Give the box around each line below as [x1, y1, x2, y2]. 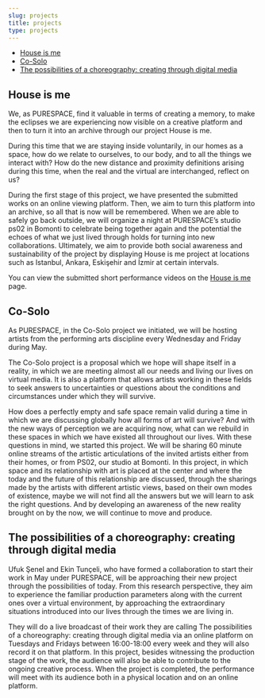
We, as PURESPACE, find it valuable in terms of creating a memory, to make [8, 109, 255, 119]
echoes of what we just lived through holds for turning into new [8, 232, 216, 242]
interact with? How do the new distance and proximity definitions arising [8, 158, 244, 167]
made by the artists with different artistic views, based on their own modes [8, 483, 252, 492]
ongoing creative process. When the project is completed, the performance [8, 664, 255, 673]
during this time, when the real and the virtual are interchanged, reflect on [8, 167, 250, 176]
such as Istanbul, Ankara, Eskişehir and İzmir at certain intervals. [8, 258, 220, 267]
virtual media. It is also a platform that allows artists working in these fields [8, 374, 252, 384]
